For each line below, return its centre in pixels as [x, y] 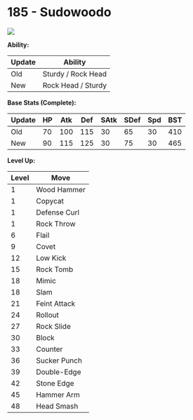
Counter [49, 349]
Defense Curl [58, 212]
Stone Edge [55, 383]
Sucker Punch [59, 360]
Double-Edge [59, 372]
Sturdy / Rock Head [75, 74]
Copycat [50, 201]
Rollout [48, 315]
